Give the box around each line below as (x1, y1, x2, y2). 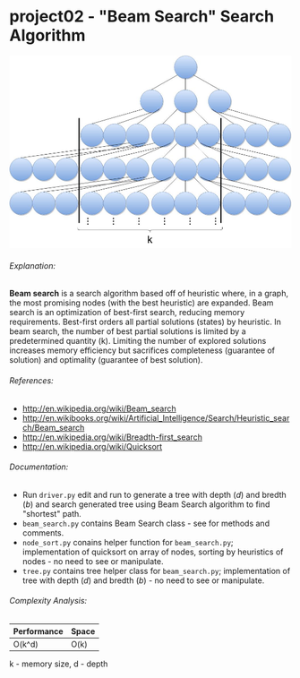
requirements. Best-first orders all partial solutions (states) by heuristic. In (9, 316, 282, 328)
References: (9, 375, 54, 386)
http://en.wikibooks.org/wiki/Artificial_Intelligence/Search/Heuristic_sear (21, 412, 290, 423)
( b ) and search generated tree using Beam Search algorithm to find (21, 499, 270, 510)
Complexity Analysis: (9, 596, 88, 606)
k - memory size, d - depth (9, 658, 108, 669)
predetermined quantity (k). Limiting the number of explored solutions (9, 336, 267, 347)
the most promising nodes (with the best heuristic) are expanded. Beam (9, 297, 274, 308)
